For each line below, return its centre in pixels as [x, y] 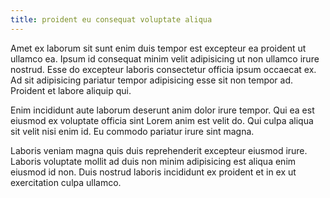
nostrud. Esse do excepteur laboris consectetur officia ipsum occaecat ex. [163, 69]
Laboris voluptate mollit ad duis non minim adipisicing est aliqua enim [153, 161]
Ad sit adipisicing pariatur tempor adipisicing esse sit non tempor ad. [152, 80]
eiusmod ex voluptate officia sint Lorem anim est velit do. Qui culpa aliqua [162, 120]
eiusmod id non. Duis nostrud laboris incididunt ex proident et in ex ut [153, 172]
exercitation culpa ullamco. [66, 182]
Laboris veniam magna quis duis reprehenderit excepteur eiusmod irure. [159, 150]
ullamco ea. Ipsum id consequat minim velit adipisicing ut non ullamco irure [165, 58]
